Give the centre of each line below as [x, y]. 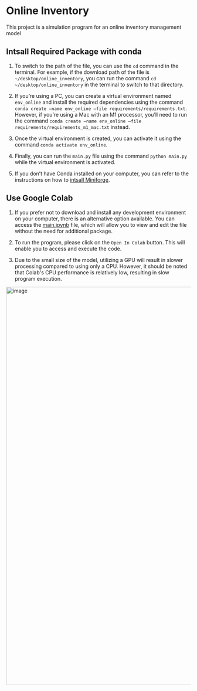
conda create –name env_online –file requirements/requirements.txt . [101, 108]
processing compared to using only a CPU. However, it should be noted [101, 266]
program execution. [38, 278]
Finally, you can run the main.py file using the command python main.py [101, 156]
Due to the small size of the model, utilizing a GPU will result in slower [99, 260]
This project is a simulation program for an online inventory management [94, 27]
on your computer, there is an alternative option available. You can [94, 219]
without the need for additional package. [64, 231]
